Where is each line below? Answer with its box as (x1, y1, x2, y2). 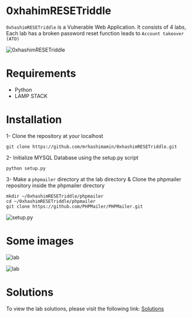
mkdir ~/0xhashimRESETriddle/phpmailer (6, 193, 104, 199)
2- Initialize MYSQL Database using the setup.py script (6, 154, 139, 161)
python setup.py (6, 165, 46, 171)
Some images (6, 235, 74, 248)
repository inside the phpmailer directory (6, 182, 105, 189)
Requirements (6, 67, 76, 80)
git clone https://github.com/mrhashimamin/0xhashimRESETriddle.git (6, 144, 177, 150)
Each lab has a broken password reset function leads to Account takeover (6, 29, 184, 36)
